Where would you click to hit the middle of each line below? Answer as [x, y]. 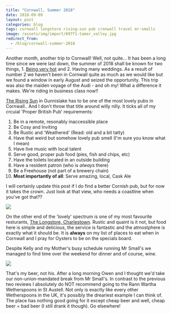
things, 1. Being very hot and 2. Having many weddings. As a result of [79, 69]
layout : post [20, 19]
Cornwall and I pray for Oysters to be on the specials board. [69, 238]
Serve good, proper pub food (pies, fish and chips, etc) [71, 154]
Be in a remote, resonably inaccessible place [61, 122]
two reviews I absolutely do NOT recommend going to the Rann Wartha [81, 284]
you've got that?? [24, 197]
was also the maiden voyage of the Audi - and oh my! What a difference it [84, 85]
